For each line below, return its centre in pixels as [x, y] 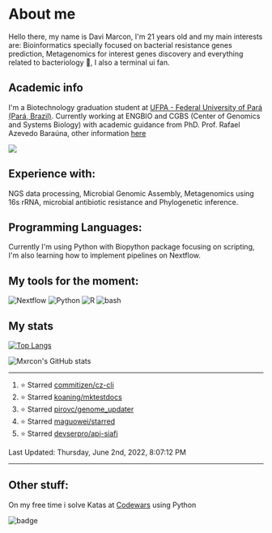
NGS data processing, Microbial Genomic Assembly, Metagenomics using [132, 193]
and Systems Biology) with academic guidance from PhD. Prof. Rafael [124, 124]
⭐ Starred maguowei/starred [68, 421]
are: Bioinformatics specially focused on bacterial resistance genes [120, 45]
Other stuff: [38, 486]
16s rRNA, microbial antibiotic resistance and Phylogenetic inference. [123, 202]
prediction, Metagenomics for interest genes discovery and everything [126, 53]
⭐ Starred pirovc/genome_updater [77, 409]
